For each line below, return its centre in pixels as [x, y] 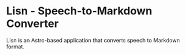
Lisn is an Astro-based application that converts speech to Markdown [93, 40]
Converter [32, 24]
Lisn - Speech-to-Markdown [79, 11]
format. [15, 47]
